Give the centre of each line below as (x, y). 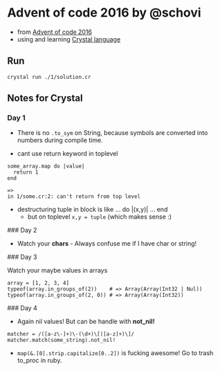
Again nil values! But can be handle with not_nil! (86, 322)
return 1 (26, 172)
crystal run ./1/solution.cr (49, 77)
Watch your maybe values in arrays (57, 271)
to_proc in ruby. (39, 361)
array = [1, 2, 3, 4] (38, 283)
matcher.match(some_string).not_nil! (62, 341)
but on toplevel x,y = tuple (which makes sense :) (99, 217)
